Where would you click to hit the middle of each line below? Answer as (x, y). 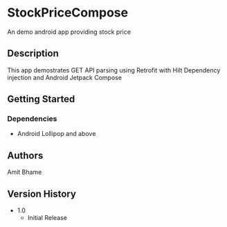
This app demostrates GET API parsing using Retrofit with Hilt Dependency (114, 70)
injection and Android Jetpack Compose (65, 77)
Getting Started (41, 99)
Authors (25, 156)
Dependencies (32, 119)
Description (33, 53)
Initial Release (47, 218)
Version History (42, 194)
